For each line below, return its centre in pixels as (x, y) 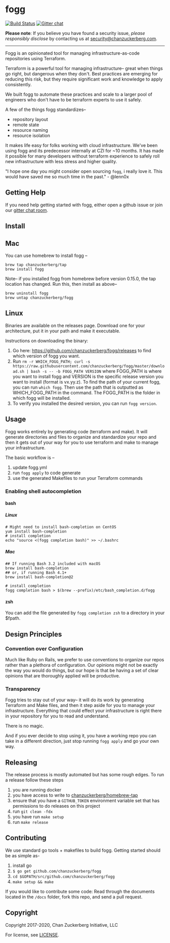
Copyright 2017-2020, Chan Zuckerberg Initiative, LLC (61, 925)
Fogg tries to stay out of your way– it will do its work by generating (75, 700)
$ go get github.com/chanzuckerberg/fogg (57, 871)
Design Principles (34, 634)
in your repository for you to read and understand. (57, 716)
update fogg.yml (30, 467)
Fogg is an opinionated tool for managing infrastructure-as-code (73, 53)
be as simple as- (23, 855)
